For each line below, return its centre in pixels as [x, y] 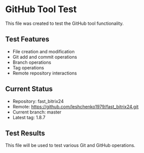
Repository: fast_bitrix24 [38, 101]
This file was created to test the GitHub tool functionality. [64, 23]
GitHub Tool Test [41, 9]
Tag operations [28, 67]
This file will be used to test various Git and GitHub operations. [70, 145]
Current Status [29, 89]
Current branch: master [37, 112]
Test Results [25, 133]
